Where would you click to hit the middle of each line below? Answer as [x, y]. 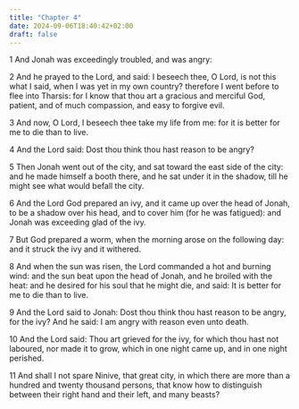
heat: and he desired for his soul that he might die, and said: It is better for [145, 285]
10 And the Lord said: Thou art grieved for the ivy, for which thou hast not [144, 339]
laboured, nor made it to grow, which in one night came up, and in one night [148, 349]
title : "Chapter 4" [46, 17]
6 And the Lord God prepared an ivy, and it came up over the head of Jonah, [149, 203]
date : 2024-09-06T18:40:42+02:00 [71, 26]
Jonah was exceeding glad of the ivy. [78, 222]
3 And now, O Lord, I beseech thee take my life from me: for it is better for [145, 123]
